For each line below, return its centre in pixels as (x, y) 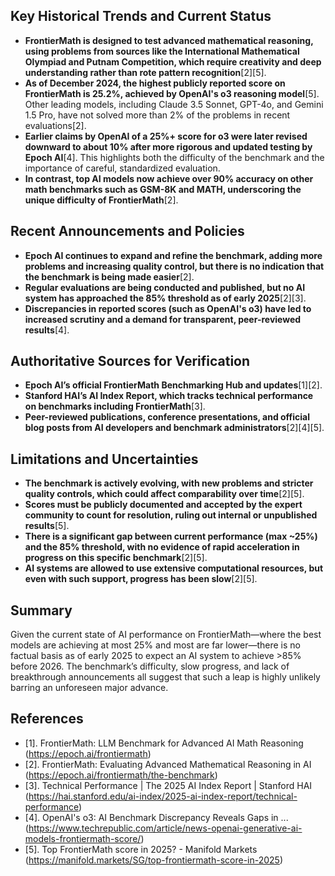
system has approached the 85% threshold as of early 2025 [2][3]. (165, 298)
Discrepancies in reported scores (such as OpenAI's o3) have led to (168, 308)
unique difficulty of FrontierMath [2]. (101, 200)
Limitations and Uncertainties (104, 459)
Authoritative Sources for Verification (130, 361)
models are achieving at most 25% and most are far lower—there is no (156, 645)
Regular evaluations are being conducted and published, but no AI (165, 287)
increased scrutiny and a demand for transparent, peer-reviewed (163, 319)
